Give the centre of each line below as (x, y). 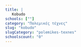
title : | (14, 10)
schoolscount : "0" (24, 37)
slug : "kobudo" (21, 28)
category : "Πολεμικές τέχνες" (37, 23)
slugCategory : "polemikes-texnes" (41, 32)
